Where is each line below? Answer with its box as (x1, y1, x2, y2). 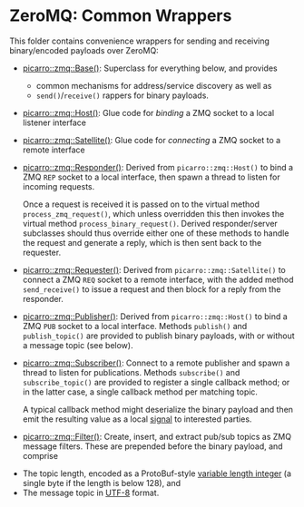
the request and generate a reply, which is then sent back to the (22, 237, 262, 248)
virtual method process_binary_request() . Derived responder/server (22, 218, 279, 229)
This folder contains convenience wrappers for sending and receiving (9, 35, 270, 46)
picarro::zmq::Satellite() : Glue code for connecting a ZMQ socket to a (22, 134, 281, 145)
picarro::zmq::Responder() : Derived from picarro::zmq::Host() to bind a (22, 161, 293, 172)
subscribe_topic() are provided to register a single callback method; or (22, 376, 290, 387)
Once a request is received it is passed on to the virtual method (22, 199, 260, 210)
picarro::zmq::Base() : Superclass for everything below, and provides (22, 63, 279, 73)
